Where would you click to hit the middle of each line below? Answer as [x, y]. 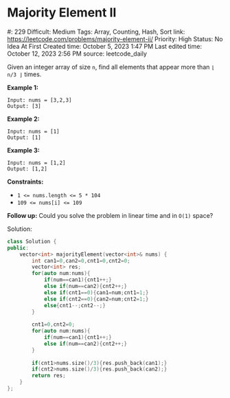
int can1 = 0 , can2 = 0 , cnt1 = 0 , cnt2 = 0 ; [81, 261]
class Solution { [32, 241]
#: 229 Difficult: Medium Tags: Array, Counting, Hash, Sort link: [96, 32]
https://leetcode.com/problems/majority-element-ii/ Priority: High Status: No [115, 38]
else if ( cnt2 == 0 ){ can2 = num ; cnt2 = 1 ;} [96, 299]
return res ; [49, 376]
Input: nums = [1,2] [37, 163]
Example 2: [23, 119]
